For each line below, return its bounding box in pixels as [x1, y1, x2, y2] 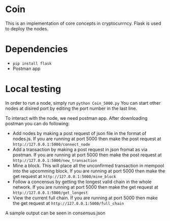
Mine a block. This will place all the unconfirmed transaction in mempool [12, 162, 164, 168]
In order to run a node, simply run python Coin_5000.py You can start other [5, 100, 161, 106]
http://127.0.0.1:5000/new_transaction [12, 158, 97, 163]
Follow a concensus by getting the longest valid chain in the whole [12, 179, 152, 185]
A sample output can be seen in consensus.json [5, 210, 106, 216]
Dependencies [5, 43, 68, 55]
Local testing [5, 83, 61, 95]
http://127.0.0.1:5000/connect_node [12, 142, 90, 147]
